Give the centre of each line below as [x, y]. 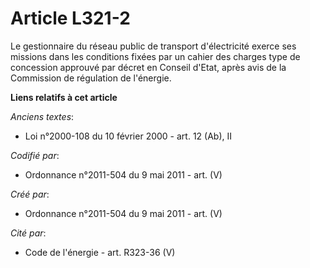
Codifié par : [35, 155]
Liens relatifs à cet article [64, 97]
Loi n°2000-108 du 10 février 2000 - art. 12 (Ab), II [128, 136]
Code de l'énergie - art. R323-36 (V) [100, 252]
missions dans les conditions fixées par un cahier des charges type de [155, 56]
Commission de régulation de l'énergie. [91, 78]
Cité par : [28, 233]
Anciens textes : [42, 116]
